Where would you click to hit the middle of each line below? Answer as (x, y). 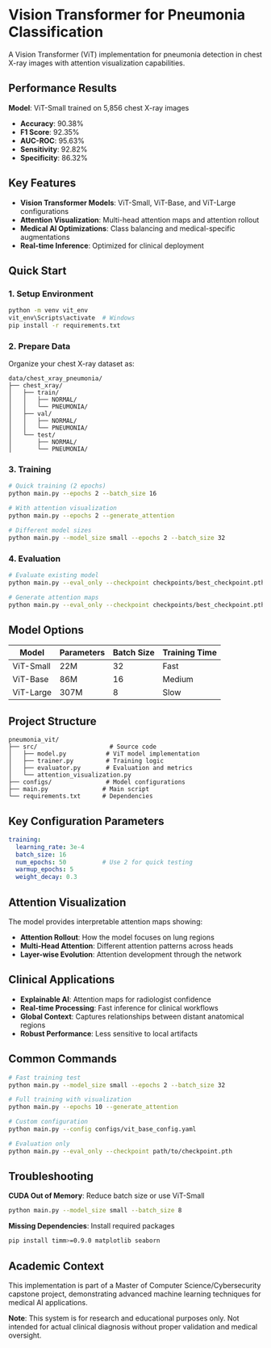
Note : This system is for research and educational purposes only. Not (124, 1318)
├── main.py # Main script (79, 789)
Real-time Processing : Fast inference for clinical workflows (119, 1007)
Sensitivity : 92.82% (54, 149)
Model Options (46, 630)
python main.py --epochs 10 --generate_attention (94, 1107)
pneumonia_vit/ (34, 740)
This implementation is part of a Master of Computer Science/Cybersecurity (135, 1286)
